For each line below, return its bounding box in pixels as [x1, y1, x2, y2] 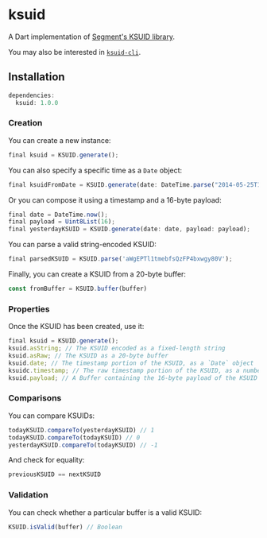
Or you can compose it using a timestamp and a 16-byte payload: [8, 195, 222, 204]
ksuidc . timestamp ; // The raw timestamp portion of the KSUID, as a [8, 366, 240, 374]
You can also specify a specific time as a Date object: [8, 165, 183, 175]
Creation [8, 118, 43, 129]
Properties [8, 304, 50, 315]
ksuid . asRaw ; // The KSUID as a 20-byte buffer [8, 351, 169, 359]
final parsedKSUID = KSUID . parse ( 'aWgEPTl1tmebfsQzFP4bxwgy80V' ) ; [8, 255, 233, 263]
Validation [8, 490, 49, 501]
